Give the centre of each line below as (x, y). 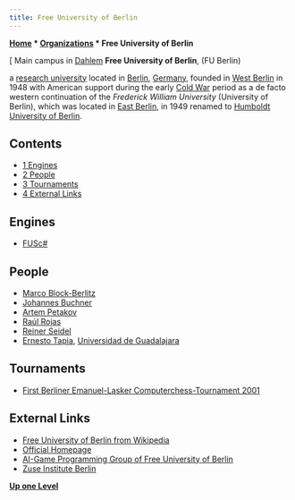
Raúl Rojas (42, 322)
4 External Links (52, 194)
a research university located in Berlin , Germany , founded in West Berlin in (146, 78)
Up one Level (34, 486)
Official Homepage (57, 449)
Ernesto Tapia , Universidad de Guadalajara (101, 341)
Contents (36, 144)
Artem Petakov (50, 312)
